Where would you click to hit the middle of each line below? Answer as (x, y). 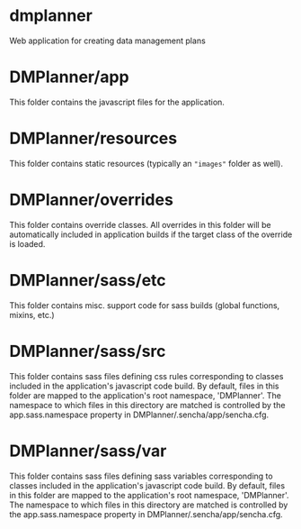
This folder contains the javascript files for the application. (117, 102)
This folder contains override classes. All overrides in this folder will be (140, 224)
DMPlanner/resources (93, 138)
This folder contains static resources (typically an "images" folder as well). (146, 163)
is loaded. (27, 243)
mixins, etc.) (32, 315)
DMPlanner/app (69, 77)
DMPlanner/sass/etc (88, 280)
